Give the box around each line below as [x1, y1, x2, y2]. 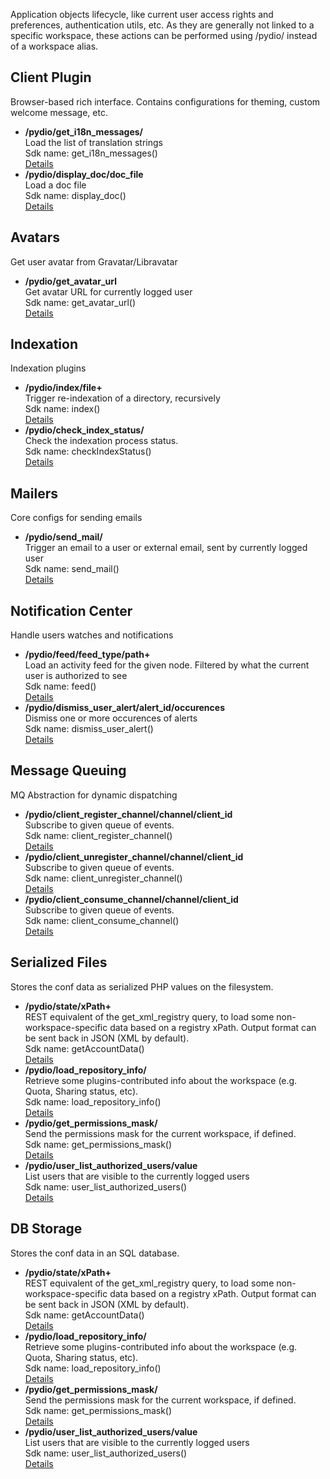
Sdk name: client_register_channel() [24, 829, 173, 841]
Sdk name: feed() [24, 680, 97, 693]
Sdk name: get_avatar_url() [24, 296, 137, 308]
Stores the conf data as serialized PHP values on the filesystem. [10, 980, 274, 993]
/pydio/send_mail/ [24, 531, 103, 543]
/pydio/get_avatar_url [24, 275, 117, 287]
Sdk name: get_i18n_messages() [24, 147, 158, 159]
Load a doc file [24, 179, 87, 191]
